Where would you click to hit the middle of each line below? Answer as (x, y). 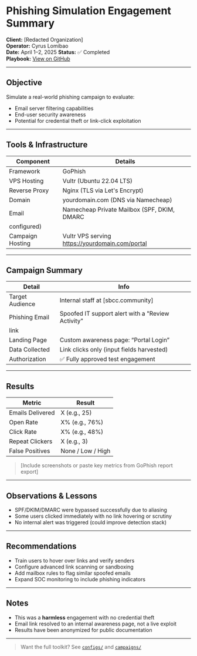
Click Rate (23, 432)
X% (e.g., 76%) (82, 423)
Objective (24, 83)
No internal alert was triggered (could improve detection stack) (91, 522)
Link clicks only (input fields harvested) (114, 350)
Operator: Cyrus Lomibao (37, 46)
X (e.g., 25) (76, 413)
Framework (25, 171)
